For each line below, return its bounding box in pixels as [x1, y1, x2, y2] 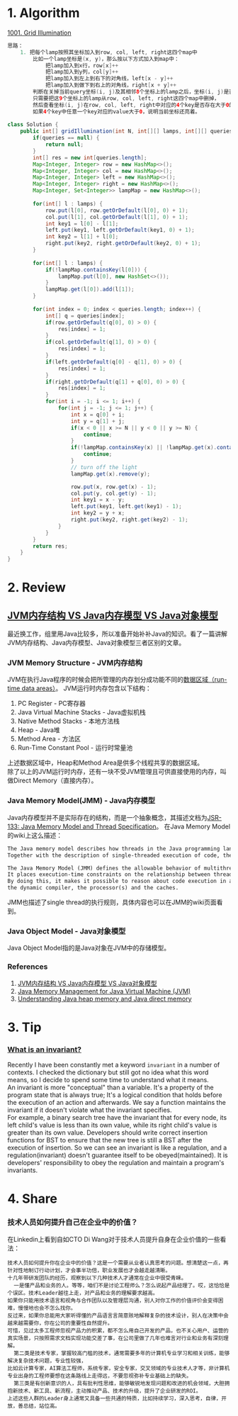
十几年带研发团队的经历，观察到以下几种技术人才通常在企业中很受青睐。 [7, 1274, 187, 1281]
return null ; [45, 141, 84, 148]
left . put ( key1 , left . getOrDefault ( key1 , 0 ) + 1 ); [45, 227, 195, 234]
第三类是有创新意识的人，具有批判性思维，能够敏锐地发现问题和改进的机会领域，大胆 [13, 1380, 225, 1387]
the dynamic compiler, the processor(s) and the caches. [7, 884, 179, 892]
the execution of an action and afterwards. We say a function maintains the [7, 1098, 227, 1107]
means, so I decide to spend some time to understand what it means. [7, 1076, 209, 1084]
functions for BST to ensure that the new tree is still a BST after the [7, 1136, 203, 1145]
